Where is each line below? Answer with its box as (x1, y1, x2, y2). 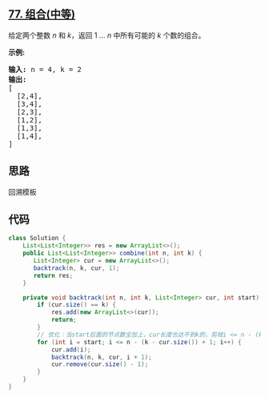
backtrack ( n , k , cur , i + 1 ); (50, 353, 152, 361)
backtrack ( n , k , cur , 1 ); (33, 263, 120, 272)
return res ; (33, 271, 74, 279)
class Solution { (8, 235, 66, 243)
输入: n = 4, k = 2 (8, 65, 82, 74)
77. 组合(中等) (8, 7, 76, 22)
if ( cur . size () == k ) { (37, 301, 116, 309)
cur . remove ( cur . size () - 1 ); (50, 360, 149, 368)
